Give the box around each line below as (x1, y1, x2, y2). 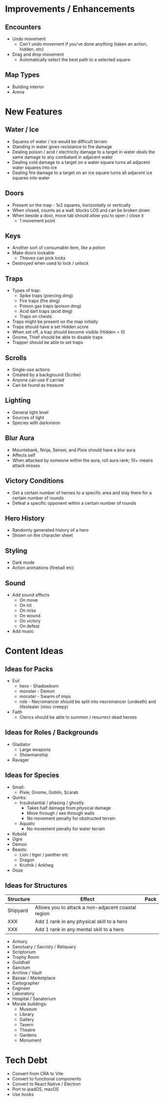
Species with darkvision (12, 420, 61, 426)
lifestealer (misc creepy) (19, 703, 68, 710)
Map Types (5, 71, 40, 79)
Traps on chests (19, 314, 52, 319)
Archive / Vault (12, 970, 42, 976)
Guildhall (12, 960, 30, 966)
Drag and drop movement (12, 51, 64, 57)
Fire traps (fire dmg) (19, 298, 60, 304)
